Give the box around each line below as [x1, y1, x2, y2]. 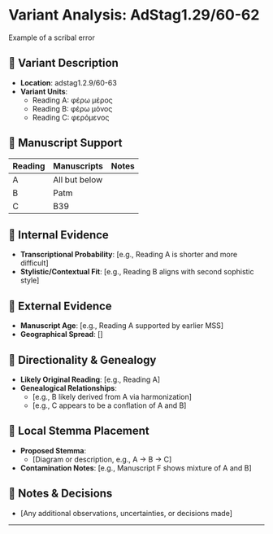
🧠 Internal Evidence [8, 228, 110, 242]
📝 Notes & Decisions [8, 487, 113, 501]
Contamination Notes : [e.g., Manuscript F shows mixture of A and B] [19, 462, 252, 473]
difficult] [19, 258, 49, 268]
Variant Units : [19, 86, 68, 96]
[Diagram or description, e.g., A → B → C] [32, 454, 172, 464]
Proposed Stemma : [19, 445, 87, 455]
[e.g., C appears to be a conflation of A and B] [32, 400, 187, 410]
